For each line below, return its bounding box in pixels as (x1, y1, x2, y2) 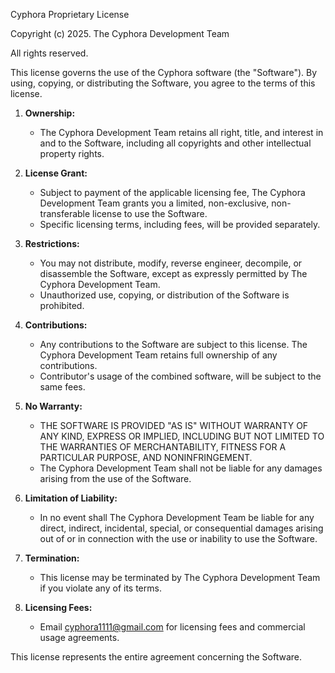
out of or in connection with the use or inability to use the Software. (39, 533, 318, 544)
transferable (39, 208, 91, 219)
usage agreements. (39, 632, 120, 643)
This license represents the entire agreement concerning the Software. (10, 651, 302, 663)
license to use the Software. (92, 208, 208, 219)
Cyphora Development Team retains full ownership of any (39, 349, 278, 361)
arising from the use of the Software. (39, 473, 192, 484)
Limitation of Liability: (24, 492, 118, 504)
